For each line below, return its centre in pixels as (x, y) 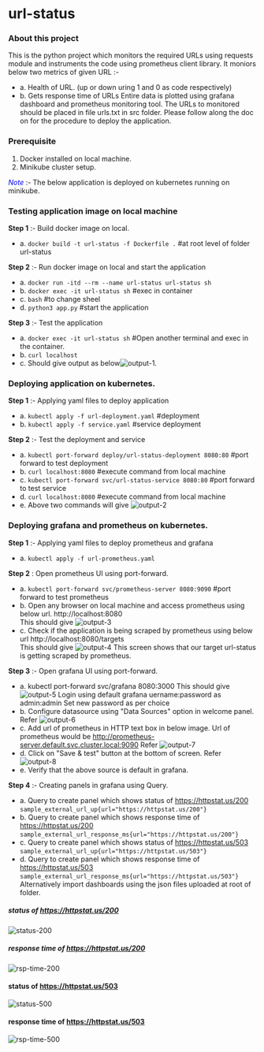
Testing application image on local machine (93, 211)
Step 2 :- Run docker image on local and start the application (107, 267)
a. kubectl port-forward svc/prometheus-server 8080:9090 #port (125, 589)
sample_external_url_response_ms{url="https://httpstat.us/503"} (129, 876)
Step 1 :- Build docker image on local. (69, 229)
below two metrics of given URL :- (64, 72)
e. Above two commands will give (74, 505)
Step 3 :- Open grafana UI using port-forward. (83, 671)
